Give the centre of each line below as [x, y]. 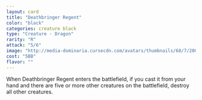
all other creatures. [29, 92]
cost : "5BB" [21, 56]
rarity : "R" [21, 40]
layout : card [23, 12]
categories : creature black [41, 28]
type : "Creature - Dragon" [40, 34]
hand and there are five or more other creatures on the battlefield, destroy [98, 85]
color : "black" [25, 23]
